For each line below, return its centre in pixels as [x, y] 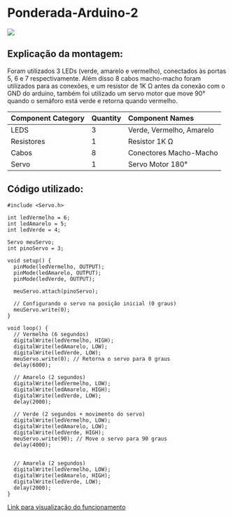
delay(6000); [33, 365]
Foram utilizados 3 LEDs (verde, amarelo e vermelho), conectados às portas [117, 71]
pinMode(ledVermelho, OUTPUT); [59, 267]
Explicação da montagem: [65, 54]
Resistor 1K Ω [151, 141]
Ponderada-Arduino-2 [73, 13]
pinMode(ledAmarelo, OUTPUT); [57, 273]
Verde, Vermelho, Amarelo [171, 130]
